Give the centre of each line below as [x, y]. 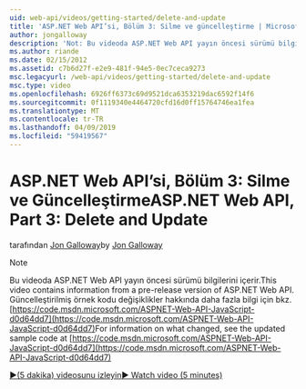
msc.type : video [40, 85]
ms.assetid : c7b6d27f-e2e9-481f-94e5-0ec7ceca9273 [107, 69]
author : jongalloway [49, 35]
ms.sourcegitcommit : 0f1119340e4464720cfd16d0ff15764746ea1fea [132, 102]
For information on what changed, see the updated [190, 328]
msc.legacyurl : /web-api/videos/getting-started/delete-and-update [140, 77]
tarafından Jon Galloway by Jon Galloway [86, 244]
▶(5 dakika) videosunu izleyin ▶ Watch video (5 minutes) [116, 374]
